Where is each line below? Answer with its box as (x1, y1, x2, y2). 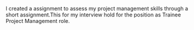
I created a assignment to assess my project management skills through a (5, 5, 189, 12)
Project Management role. (5, 18, 70, 24)
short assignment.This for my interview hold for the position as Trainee (5, 11, 181, 18)
